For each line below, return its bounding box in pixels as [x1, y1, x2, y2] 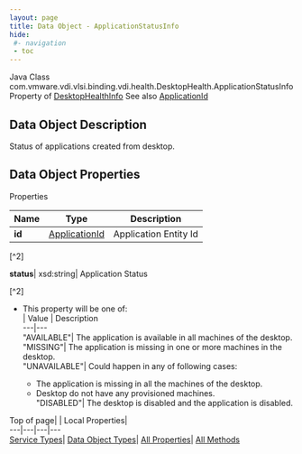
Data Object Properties [9, 167, 141, 182]
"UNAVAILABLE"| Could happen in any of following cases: [22, 360, 238, 371]
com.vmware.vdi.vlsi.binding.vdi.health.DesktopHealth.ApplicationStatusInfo [9, 81, 294, 92]
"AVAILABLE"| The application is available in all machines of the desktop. [22, 331, 293, 343]
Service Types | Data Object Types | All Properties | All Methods [9, 434, 241, 445]
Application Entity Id [113, 227, 198, 240]
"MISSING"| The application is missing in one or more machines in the [22, 341, 282, 352]
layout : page [9, 13, 59, 23]
